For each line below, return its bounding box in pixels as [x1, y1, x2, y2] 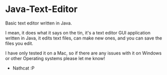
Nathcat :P [12, 65, 35, 71]
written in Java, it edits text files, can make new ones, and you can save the [5, 35, 162, 41]
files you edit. [5, 40, 34, 46]
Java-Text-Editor [5, 3, 78, 15]
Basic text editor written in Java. [5, 20, 72, 26]
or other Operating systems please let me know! [5, 55, 105, 61]
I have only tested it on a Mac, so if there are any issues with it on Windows [5, 50, 162, 56]
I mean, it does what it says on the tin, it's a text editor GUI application [5, 29, 150, 35]
